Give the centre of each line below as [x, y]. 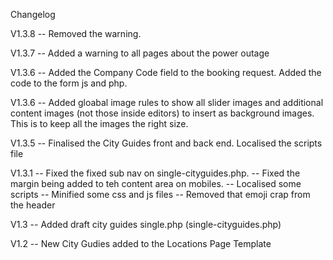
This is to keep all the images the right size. [99, 123]
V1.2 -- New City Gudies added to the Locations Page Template [141, 243]
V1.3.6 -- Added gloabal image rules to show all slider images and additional [167, 102]
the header [33, 205]
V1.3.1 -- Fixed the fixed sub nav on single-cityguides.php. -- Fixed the [155, 173]
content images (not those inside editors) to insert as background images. [162, 113]
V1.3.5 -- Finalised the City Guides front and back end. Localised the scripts [166, 143]
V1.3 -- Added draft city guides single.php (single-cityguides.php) [146, 224]
